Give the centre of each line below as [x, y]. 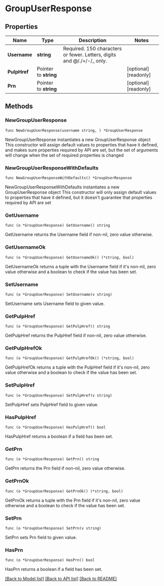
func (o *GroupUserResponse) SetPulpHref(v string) [59, 395]
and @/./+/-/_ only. [85, 61]
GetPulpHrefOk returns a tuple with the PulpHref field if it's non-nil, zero [78, 367]
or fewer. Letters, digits [90, 55]
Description [92, 40]
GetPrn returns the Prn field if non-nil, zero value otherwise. [65, 469]
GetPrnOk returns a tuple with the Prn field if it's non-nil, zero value [73, 500]
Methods [19, 106]
